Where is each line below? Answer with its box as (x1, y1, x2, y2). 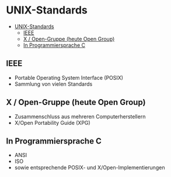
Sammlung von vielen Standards (14, 80, 93, 87)
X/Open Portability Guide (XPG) (14, 119, 90, 126)
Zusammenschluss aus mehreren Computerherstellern (14, 113, 146, 120)
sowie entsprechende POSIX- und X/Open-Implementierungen (14, 164, 165, 171)
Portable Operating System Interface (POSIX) (14, 74, 124, 81)
